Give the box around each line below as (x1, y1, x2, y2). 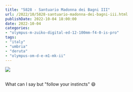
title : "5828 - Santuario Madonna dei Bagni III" (5, 7, 111, 12)
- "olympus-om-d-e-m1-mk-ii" (5, 53, 66, 58)
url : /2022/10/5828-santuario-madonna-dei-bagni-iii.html (5, 12, 128, 17)
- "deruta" (5, 48, 28, 53)
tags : (5, 35, 16, 40)
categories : (5, 26, 30, 31)
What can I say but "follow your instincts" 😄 (5, 81, 96, 87)
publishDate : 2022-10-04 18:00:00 (5, 16, 77, 21)
